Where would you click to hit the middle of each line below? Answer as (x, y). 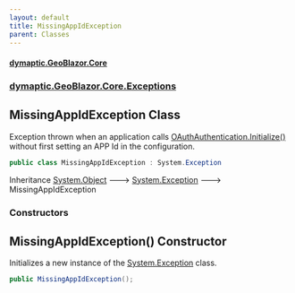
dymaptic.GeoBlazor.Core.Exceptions (93, 86)
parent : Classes (39, 34)
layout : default (39, 17)
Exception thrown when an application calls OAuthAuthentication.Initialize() (147, 136)
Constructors (39, 212)
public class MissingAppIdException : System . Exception (115, 162)
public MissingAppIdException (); (72, 280)
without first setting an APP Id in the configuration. (102, 146)
